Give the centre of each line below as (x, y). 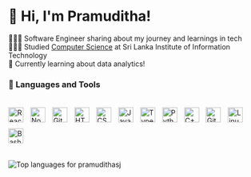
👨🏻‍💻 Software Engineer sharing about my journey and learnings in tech (125, 38)
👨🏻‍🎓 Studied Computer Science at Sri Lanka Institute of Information (119, 46)
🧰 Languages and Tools (54, 85)
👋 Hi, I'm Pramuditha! (80, 16)
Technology (28, 55)
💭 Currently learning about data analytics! (77, 64)
